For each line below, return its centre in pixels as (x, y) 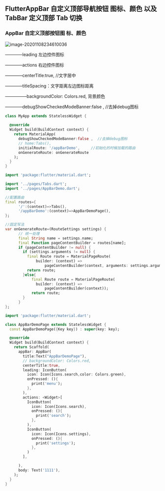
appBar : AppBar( (35, 352)
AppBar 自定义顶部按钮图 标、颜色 (46, 33)
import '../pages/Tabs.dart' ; (36, 184)
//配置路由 (15, 197)
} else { (29, 275)
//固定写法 (15, 225)
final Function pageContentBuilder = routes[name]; (72, 243)
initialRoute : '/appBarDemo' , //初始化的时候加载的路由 (77, 148)
